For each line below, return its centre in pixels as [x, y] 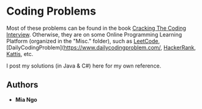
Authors [22, 85]
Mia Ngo [26, 99]
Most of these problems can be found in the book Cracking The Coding [96, 28]
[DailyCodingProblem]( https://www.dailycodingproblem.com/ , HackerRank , [101, 47]
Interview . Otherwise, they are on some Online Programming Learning [94, 34]
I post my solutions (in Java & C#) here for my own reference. [84, 66]
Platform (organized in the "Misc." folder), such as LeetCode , [83, 41]
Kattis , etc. [20, 54]
